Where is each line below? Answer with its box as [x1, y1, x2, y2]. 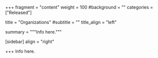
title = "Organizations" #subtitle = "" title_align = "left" [5, 19, 117, 25]
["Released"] [5, 9, 32, 15]
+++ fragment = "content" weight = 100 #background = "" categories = [5, 4, 153, 10]
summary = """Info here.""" [5, 29, 62, 34]
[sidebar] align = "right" [5, 38, 54, 44]
